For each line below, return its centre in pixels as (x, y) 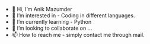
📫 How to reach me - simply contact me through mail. (78, 35)
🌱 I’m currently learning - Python (52, 22)
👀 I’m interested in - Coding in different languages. (73, 15)
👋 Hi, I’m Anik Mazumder (42, 9)
